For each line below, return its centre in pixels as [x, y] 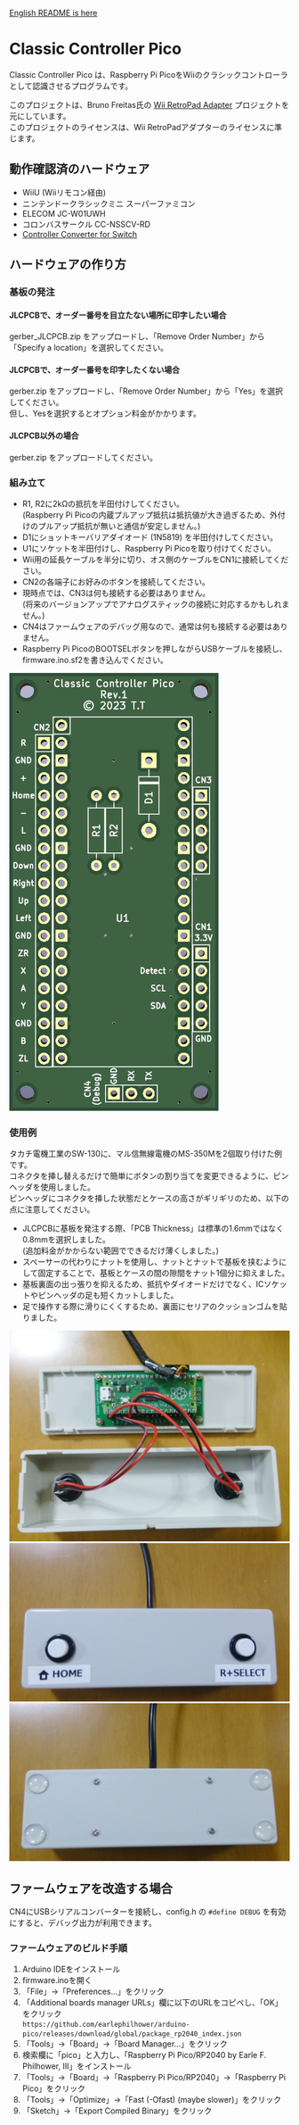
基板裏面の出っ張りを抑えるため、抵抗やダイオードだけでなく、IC [143, 1284]
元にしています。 [40, 116]
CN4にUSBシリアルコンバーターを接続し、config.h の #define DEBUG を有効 [148, 1912]
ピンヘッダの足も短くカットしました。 [108, 1295]
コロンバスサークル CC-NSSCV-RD [86, 224]
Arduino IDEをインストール [71, 1969]
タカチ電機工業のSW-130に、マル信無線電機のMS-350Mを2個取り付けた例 [146, 1154]
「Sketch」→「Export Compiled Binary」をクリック [117, 2111]
